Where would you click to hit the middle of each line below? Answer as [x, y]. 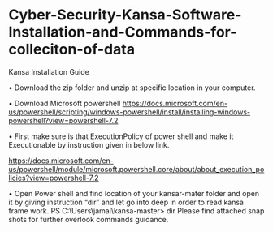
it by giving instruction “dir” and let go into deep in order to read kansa [126, 202]
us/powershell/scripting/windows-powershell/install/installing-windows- [130, 112]
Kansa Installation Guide [49, 71]
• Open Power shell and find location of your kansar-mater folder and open [134, 193]
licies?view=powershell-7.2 [54, 178]
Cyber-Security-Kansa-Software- [125, 15]
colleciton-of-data [72, 49]
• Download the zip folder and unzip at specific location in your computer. [132, 88]
